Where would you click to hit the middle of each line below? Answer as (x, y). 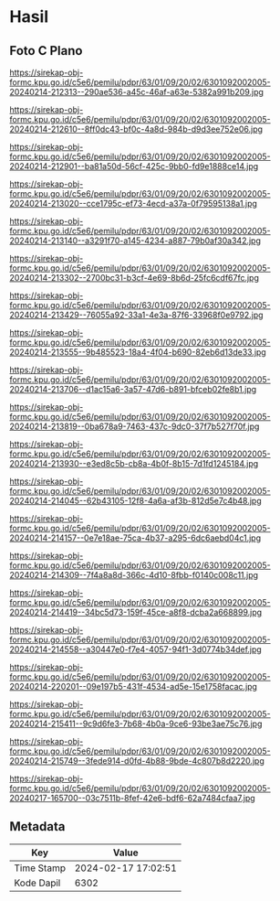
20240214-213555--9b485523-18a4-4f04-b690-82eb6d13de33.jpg (138, 352)
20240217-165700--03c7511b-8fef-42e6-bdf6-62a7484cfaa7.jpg (132, 798)
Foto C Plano (46, 51)
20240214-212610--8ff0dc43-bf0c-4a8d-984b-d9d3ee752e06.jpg (136, 129)
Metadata (37, 826)
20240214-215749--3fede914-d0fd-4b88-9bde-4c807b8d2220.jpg (137, 761)
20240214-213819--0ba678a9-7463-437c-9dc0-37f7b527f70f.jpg (135, 426)
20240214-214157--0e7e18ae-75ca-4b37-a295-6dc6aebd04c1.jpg (135, 538)
